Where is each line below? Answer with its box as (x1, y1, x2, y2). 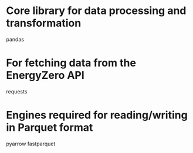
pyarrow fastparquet (6, 140, 56, 147)
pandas (6, 36, 25, 43)
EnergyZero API (6, 69, 85, 82)
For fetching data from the (6, 57, 137, 69)
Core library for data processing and (6, 4, 187, 18)
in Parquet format (6, 121, 93, 134)
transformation (6, 16, 82, 30)
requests (6, 88, 28, 95)
